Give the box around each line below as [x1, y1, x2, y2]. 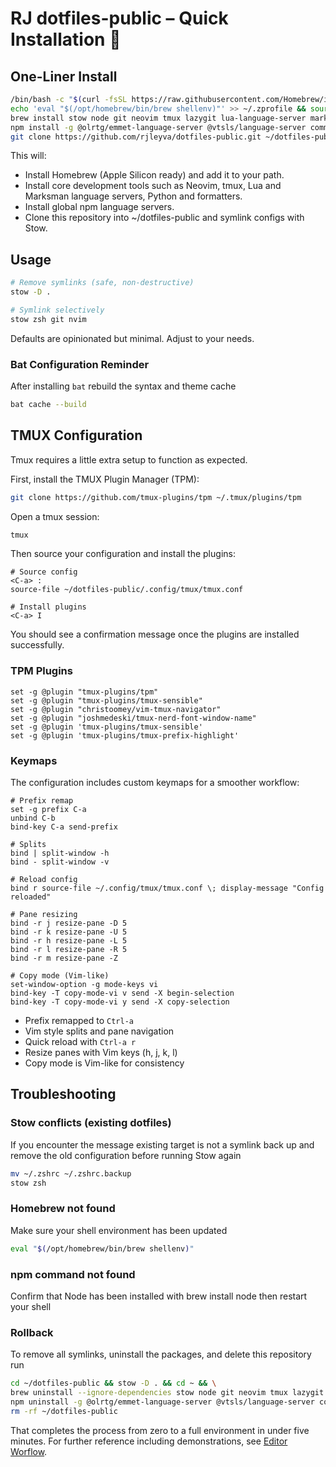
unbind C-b [10, 813, 56, 824]
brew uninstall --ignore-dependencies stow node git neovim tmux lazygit [10, 1388, 325, 1398]
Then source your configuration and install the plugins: [10, 548, 236, 560]
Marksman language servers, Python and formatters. [24, 190, 243, 202]
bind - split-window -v [10, 857, 110, 867]
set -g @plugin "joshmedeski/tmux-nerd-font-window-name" [10, 713, 257, 723]
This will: [10, 150, 47, 162]
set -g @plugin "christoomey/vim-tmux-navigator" [10, 704, 222, 714]
